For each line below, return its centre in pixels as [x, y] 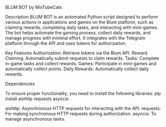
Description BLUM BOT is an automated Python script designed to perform [82, 17]
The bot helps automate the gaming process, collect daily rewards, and [78, 33]
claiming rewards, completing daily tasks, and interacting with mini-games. [82, 27]
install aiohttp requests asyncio [37, 99]
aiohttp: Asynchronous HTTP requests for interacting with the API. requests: [83, 108]
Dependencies [20, 84]
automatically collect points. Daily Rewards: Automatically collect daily [77, 69]
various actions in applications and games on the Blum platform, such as [80, 22]
